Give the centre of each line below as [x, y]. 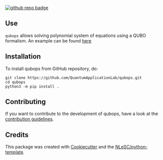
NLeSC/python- [131, 147]
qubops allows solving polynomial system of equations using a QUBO [76, 35]
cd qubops [15, 82]
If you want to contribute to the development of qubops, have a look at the [82, 114]
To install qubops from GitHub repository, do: [52, 68]
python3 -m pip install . [32, 86]
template [14, 152]
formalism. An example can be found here [48, 40]
